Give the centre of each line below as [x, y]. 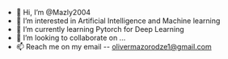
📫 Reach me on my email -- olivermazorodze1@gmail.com [114, 47]
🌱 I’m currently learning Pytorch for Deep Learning [100, 29]
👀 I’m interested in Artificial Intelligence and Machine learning [118, 21]
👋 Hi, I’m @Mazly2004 [53, 12]
